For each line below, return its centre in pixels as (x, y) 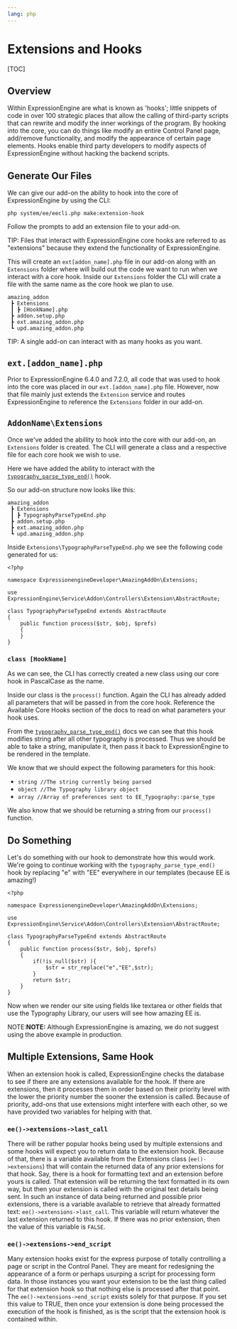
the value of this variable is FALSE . (56, 1227)
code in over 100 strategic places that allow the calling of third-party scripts (118, 116)
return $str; (52, 980)
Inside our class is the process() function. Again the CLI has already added (117, 695)
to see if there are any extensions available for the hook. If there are (106, 1081)
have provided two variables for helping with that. (80, 1112)
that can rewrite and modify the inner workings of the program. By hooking (117, 123)
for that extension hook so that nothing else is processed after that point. (114, 1289)
